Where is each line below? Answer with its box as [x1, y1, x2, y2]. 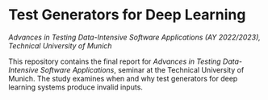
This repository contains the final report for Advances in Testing [8, 56, 221, 66]
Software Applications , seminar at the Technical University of [40, 65, 245, 74]
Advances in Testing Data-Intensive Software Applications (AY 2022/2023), [8, 32, 261, 42]
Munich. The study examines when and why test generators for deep [8, 73, 238, 83]
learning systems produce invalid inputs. [8, 82, 144, 92]
